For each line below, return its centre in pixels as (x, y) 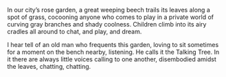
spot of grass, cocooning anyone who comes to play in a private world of (111, 17)
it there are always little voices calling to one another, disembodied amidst (112, 59)
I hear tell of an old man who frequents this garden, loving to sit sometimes (113, 45)
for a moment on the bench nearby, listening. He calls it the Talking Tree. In (113, 52)
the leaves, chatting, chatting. (49, 66)
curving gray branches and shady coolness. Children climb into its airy (107, 24)
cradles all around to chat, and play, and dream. (75, 31)
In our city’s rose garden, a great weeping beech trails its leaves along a (109, 10)
